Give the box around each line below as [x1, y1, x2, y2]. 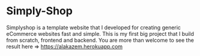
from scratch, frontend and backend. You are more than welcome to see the [6, 36, 194, 43]
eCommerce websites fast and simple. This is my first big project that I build [6, 30, 194, 37]
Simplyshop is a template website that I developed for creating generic [6, 24, 181, 31]
